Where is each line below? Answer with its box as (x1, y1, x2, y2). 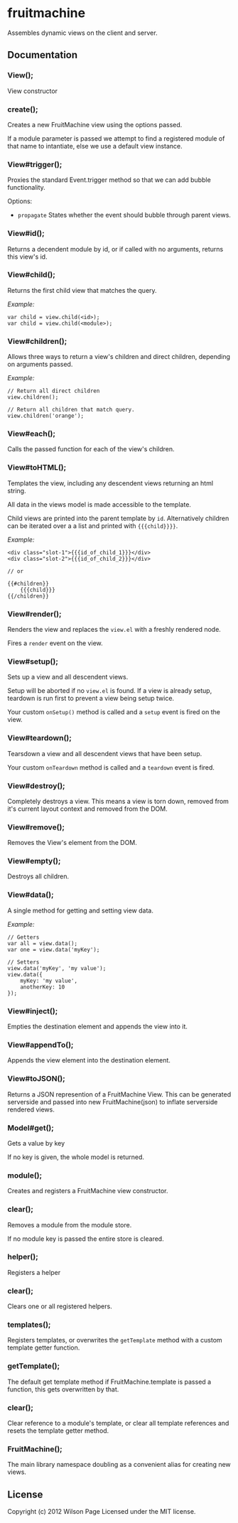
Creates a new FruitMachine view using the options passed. (7, 120, 183, 129)
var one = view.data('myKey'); (7, 946, 100, 953)
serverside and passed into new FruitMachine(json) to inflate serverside (7, 1097, 218, 1106)
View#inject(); (7, 1006, 58, 1016)
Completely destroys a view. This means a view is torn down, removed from (7, 797, 229, 805)
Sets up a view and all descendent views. (7, 673, 129, 682)
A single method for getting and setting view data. (7, 906, 154, 915)
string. (7, 486, 26, 495)
